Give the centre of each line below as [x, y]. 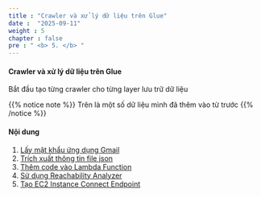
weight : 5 [27, 31]
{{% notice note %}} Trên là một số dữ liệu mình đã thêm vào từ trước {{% [131, 105]
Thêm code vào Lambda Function [76, 166]
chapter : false [35, 38]
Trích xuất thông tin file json [66, 158]
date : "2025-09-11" [45, 23]
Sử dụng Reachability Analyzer [71, 175]
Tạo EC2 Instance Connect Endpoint [80, 184]
